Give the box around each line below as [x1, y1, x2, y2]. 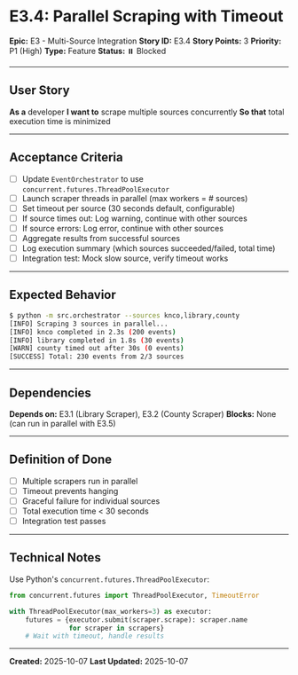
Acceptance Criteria [9, 150, 123, 165]
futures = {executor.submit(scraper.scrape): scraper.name [25, 615, 248, 624]
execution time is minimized [9, 115, 111, 126]
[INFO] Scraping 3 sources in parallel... [9, 319, 169, 328]
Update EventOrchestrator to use [21, 173, 144, 184]
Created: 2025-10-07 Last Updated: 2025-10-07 [9, 656, 189, 667]
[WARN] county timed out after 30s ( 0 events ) [9, 344, 184, 353]
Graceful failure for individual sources [21, 495, 161, 506]
